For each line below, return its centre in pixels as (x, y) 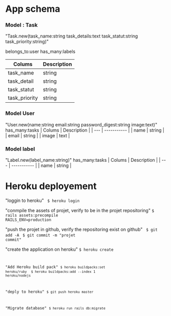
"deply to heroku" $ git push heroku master (49, 292)
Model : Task (22, 25)
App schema (33, 9)
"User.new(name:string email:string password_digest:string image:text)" (81, 124)
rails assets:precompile (32, 216)
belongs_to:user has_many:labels (40, 51)
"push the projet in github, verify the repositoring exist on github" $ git (81, 230)
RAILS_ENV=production (28, 220)
